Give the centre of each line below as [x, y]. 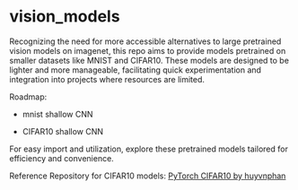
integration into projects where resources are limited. [107, 79]
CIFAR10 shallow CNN [63, 131]
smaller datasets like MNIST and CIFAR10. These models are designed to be [149, 60]
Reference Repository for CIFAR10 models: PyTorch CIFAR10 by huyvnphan [148, 176]
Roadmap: [28, 97]
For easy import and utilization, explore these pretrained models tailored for [149, 149]
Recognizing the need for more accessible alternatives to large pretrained [145, 41]
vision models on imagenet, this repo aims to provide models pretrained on [148, 50]
